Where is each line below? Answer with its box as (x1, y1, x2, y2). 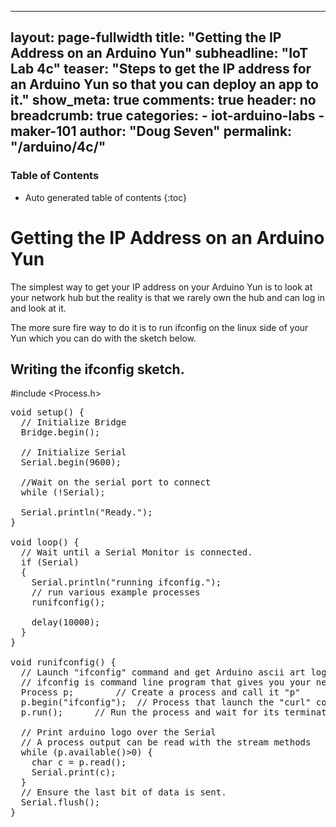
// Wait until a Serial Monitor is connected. (20, 547, 253, 558)
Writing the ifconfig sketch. (10, 361, 185, 378)
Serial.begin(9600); (20, 457, 122, 468)
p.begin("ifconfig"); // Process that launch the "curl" (20, 697, 312, 708)
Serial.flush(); (20, 797, 101, 808)
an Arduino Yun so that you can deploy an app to (10, 76, 319, 93)
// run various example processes (31, 587, 201, 598)
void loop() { (10, 537, 80, 548)
